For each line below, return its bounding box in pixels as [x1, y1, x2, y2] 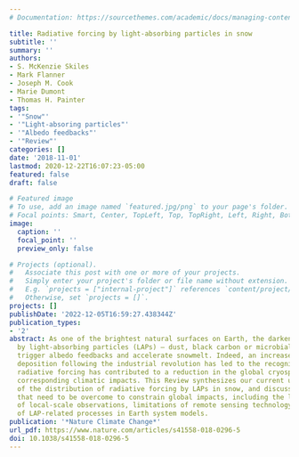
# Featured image [9, 194, 74, 203]
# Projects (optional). [9, 260, 98, 269]
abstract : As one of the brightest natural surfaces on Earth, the [9, 335, 265, 344]
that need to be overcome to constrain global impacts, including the [17, 393, 285, 402]
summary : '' [9, 45, 53, 54]
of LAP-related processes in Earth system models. [17, 409, 209, 419]
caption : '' [17, 227, 62, 236]
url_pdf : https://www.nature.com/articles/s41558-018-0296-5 [9, 426, 241, 435]
